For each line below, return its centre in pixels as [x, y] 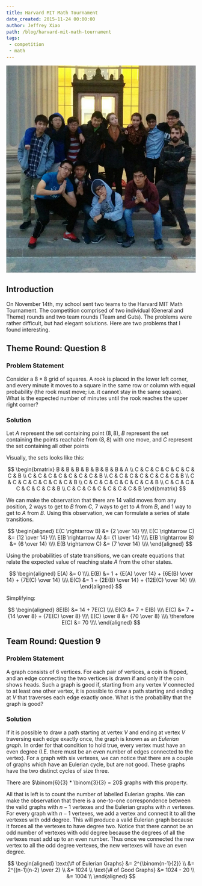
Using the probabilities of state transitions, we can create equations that [95, 555]
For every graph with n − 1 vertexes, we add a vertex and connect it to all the [101, 813]
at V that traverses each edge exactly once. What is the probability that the [99, 697]
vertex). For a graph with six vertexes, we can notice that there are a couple [100, 758]
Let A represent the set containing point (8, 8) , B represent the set [87, 433]
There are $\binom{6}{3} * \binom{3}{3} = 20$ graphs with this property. [97, 782]
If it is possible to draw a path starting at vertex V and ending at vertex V [96, 732]
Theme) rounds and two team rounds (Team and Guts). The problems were [99, 317]
